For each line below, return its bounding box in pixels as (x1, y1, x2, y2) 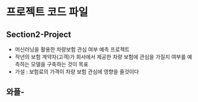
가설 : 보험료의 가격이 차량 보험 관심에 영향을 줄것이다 (14, 68, 139, 75)
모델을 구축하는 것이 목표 (30, 60, 88, 68)
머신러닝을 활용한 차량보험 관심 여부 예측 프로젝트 (14, 46, 130, 53)
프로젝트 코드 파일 (6, 5, 88, 19)
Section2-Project (6, 29, 72, 39)
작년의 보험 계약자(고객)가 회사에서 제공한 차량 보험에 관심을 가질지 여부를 (14, 53, 186, 60)
